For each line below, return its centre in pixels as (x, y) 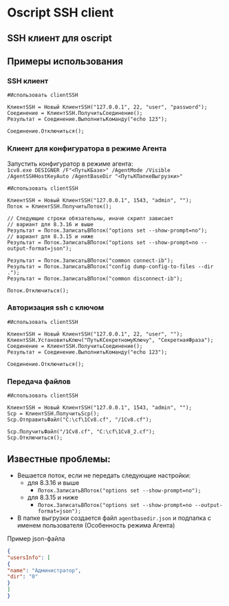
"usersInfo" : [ (29, 558)
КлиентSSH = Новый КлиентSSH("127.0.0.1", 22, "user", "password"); (107, 107)
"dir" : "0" (23, 577)
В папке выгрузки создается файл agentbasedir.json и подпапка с (114, 518)
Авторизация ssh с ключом (56, 307)
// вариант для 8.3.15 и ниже (51, 236)
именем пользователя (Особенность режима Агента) (96, 525)
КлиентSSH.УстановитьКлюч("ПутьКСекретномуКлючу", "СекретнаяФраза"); (110, 340)
